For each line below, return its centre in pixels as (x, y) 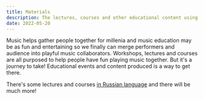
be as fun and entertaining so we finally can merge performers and (91, 47)
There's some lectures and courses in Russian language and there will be (98, 84)
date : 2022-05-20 (28, 23)
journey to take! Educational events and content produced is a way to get (98, 66)
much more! (21, 91)
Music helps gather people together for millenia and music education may (99, 41)
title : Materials (28, 12)
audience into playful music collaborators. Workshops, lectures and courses (102, 53)
